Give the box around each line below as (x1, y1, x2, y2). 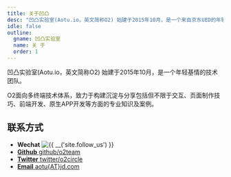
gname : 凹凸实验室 (13, 36, 60, 43)
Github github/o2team (16, 147, 80, 156)
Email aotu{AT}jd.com (16, 162, 80, 170)
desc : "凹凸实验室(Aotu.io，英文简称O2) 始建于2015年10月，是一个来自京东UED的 (7, 16, 217, 23)
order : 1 (13, 49, 38, 56)
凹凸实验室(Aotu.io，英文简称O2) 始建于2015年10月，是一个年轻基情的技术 (7, 68, 219, 76)
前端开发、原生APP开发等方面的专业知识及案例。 (19, 99, 158, 108)
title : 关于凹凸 (7, 10, 49, 17)
